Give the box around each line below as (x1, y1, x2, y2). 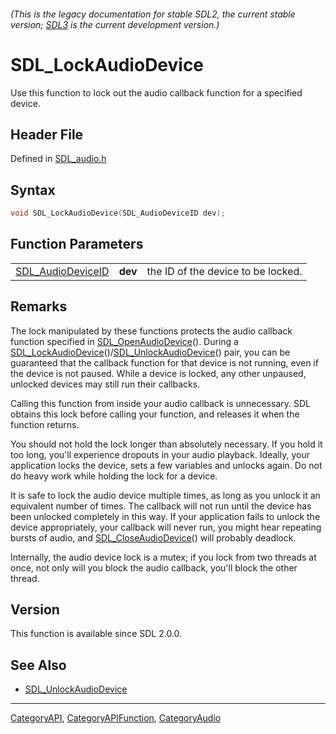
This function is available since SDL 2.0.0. (10, 628, 183, 640)
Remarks (10, 298, 68, 315)
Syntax (10, 181, 56, 199)
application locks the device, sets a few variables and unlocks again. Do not (10, 459, 323, 471)
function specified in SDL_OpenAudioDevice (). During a (10, 335, 239, 347)
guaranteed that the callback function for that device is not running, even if (10, 356, 319, 369)
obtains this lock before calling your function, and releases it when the (10, 408, 300, 420)
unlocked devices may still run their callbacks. (10, 378, 201, 390)
